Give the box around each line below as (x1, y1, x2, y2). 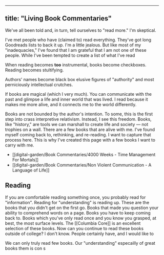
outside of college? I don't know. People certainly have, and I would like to (5, 231, 154, 236)
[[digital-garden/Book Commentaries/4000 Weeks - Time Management (12, 151, 156, 157)
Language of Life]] (12, 167, 50, 173)
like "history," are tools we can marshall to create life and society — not (5, 121, 148, 127)
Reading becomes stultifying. (5, 67, 64, 73)
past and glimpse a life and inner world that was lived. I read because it (5, 96, 148, 102)
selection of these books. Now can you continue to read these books (5, 225, 144, 231)
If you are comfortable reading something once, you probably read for (5, 194, 146, 200)
